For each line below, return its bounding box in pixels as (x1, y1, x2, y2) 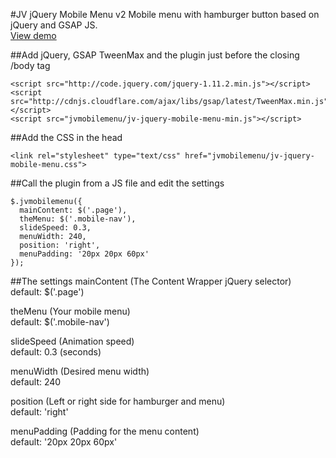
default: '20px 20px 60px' (10, 436, 118, 448)
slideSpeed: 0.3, (19, 223, 92, 233)
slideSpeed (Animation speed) (10, 335, 135, 347)
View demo (10, 30, 57, 41)
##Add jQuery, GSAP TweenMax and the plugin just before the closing (10, 49, 300, 61)
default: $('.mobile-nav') (10, 316, 110, 328)
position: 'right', (19, 240, 101, 250)
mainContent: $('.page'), (19, 205, 128, 215)
